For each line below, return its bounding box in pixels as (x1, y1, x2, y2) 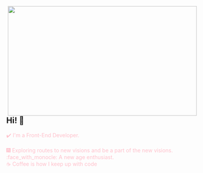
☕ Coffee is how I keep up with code (6, 160, 98, 168)
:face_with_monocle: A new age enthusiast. (6, 154, 114, 161)
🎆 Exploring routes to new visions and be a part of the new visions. (6, 147, 173, 154)
